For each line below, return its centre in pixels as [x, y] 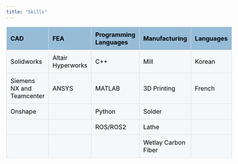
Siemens [23, 80]
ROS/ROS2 [111, 126]
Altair [60, 57]
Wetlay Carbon [164, 142]
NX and [21, 88]
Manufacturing [165, 38]
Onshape [23, 111]
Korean [205, 61]
